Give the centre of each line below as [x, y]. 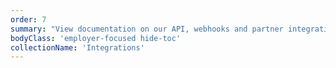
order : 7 [28, 19]
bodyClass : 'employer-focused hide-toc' [96, 38]
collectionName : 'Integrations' [77, 47]
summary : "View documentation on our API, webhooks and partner [147, 29]
